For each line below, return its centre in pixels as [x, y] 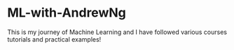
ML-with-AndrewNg [67, 13]
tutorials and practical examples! [54, 39]
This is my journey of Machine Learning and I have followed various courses [117, 32]
